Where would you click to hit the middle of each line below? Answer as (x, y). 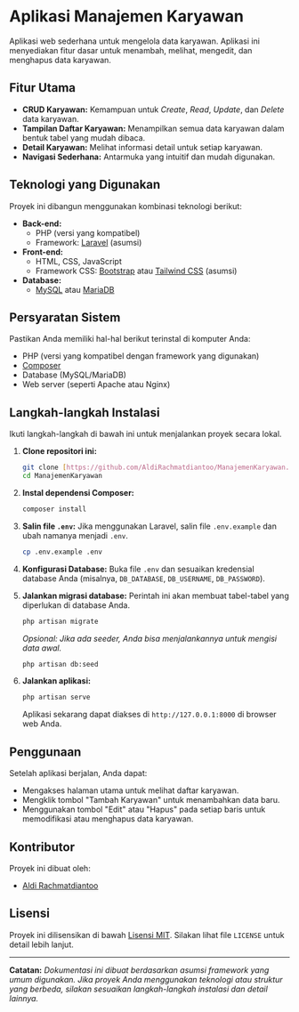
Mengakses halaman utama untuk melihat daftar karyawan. (130, 790)
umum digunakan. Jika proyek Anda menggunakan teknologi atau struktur (146, 979)
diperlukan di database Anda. (76, 605)
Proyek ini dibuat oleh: (50, 868)
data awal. (42, 648)
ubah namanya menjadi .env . (75, 535)
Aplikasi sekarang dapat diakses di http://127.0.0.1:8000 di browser (149, 715)
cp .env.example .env (62, 552)
